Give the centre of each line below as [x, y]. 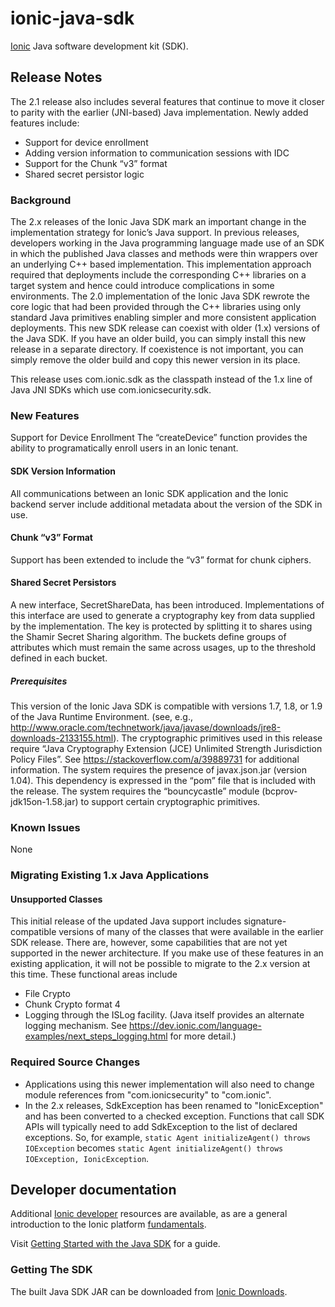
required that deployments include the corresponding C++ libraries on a [158, 275]
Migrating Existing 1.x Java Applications [110, 875]
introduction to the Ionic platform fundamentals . [108, 1224]
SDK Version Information [63, 471]
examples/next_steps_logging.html [96, 1036]
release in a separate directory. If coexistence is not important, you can [157, 349]
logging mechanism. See [76, 1026]
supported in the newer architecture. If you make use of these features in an [167, 953]
